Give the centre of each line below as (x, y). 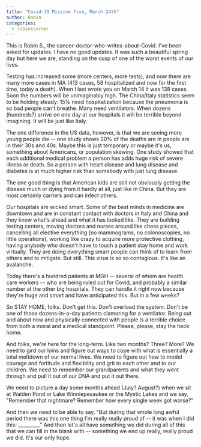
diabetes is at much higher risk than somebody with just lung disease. (92, 171)
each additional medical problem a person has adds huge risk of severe (95, 158)
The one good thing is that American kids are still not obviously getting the (98, 183)
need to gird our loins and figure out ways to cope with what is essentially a (100, 351)
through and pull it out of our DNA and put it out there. (73, 376)
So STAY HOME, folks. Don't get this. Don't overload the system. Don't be (97, 307)
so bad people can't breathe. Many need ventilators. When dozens (88, 108)
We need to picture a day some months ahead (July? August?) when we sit (99, 388)
